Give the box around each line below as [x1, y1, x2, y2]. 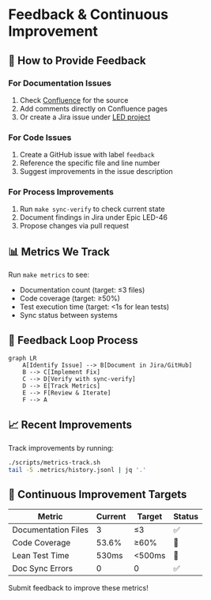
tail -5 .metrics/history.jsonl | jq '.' [8, 466, 147, 474]
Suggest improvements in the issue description [19, 167, 174, 176]
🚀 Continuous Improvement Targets [8, 488, 187, 501]
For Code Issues [8, 132, 72, 143]
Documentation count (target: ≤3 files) [19, 285, 145, 295]
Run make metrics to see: [8, 270, 89, 280]
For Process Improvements [8, 187, 115, 198]
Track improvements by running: [8, 443, 115, 452]
